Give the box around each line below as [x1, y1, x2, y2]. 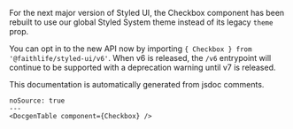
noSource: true [9, 96, 66, 105]
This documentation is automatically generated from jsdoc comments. [9, 80, 265, 89]
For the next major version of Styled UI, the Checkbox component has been [9, 8, 285, 18]
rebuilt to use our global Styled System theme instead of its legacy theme [9, 17, 274, 27]
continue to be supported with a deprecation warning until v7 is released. [9, 62, 276, 72]
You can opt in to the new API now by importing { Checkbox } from [9, 43, 252, 54]
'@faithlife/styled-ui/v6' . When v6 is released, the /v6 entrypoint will [9, 53, 272, 63]
